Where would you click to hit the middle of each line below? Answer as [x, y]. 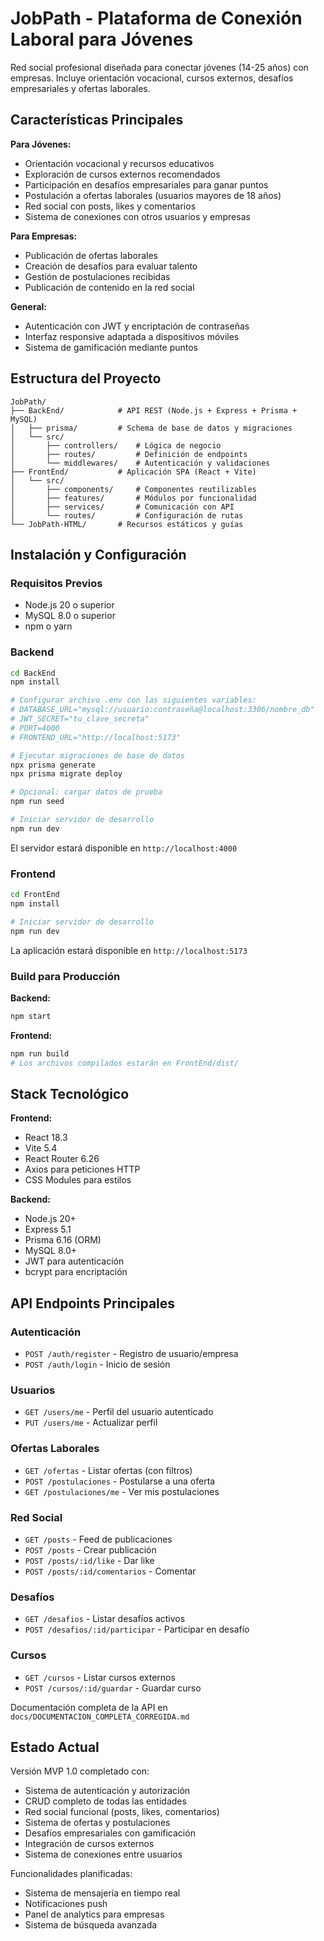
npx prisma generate [53, 765]
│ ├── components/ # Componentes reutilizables [133, 489]
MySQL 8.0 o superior [70, 616]
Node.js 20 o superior [69, 605]
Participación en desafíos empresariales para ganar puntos [146, 184]
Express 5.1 [48, 1229]
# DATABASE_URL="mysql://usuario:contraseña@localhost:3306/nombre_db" [162, 710]
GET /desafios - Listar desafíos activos [105, 1619]
